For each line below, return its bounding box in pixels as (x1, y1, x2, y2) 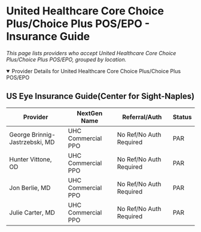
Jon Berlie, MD (9, 183, 51, 192)
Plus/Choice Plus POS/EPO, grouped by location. (6, 56, 127, 63)
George (9, 130, 31, 138)
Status (172, 113, 192, 121)
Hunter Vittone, (9, 155, 52, 163)
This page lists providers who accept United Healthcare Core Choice (6, 49, 176, 56)
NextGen (77, 109, 103, 117)
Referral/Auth (122, 113, 162, 121)
